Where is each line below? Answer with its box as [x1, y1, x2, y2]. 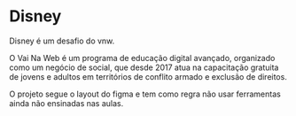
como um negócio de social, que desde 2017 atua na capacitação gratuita [9, 62, 279, 73]
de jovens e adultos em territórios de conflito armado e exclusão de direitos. [9, 71, 288, 81]
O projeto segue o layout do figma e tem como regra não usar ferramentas [9, 89, 281, 99]
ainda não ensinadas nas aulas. [9, 97, 124, 108]
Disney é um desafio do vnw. [9, 35, 115, 46]
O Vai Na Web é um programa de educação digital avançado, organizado [9, 52, 276, 63]
